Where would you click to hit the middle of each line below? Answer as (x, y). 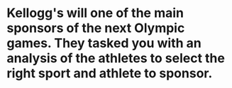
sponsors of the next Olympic (96, 28)
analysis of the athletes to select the (116, 59)
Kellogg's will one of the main (95, 13)
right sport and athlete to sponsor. (110, 73)
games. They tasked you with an (104, 43)
